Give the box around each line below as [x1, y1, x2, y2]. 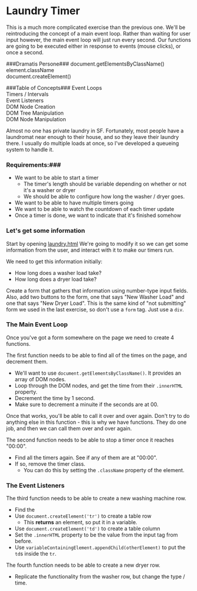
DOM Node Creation [6, 103, 56, 110]
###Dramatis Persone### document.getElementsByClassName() [6, 60, 165, 67]
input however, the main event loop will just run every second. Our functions [6, 36, 192, 43]
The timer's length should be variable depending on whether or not [23, 180, 187, 187]
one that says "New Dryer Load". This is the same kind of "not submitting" [6, 300, 186, 307]
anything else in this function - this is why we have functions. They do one [6, 418, 187, 426]
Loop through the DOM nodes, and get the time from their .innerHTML [14, 382, 183, 389]
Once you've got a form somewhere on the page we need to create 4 [6, 334, 175, 341]
